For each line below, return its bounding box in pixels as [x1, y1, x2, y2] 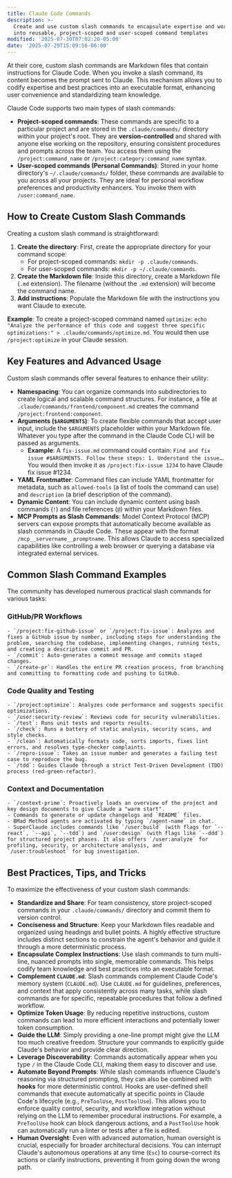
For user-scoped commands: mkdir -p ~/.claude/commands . [27, 264, 197, 273]
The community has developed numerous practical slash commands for [7, 587, 212, 595]
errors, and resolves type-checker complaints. [7, 744, 147, 751]
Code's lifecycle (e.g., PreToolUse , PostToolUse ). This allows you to [17, 1097, 206, 1105]
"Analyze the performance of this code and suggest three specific [7, 322, 206, 329]
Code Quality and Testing [7, 686, 95, 695]
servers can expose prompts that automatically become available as [17, 519, 211, 527]
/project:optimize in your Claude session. [7, 335, 128, 344]
